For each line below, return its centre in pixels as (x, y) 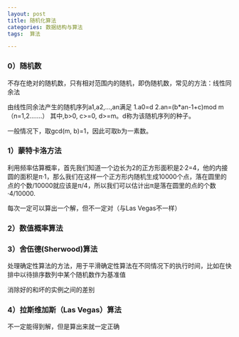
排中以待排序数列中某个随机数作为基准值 (67, 275)
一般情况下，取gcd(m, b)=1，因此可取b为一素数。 (80, 131)
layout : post (27, 14)
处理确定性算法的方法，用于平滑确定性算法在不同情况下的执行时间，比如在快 (119, 266)
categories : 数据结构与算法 (45, 27)
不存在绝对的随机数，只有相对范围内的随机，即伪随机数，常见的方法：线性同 (119, 83)
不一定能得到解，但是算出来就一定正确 (63, 326)
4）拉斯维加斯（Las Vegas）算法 (65, 309)
